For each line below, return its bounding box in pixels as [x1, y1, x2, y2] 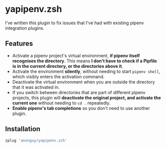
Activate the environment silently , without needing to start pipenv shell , [12, 68, 161, 74]
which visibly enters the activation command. [12, 73, 105, 80]
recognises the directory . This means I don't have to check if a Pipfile [12, 58, 157, 64]
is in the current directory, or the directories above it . [12, 63, 124, 69]
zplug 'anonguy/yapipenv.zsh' [5, 138, 68, 143]
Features [5, 40, 33, 48]
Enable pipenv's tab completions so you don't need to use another [12, 105, 150, 111]
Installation [5, 125, 41, 133]
